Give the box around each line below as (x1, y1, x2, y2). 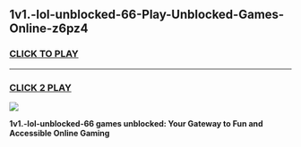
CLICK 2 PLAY (9, 81, 72, 94)
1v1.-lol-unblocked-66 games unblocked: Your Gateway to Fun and (9, 118, 263, 128)
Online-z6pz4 (9, 21, 89, 37)
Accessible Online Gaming (9, 127, 110, 138)
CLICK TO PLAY (9, 48, 79, 61)
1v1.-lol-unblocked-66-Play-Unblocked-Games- (9, 7, 285, 22)
